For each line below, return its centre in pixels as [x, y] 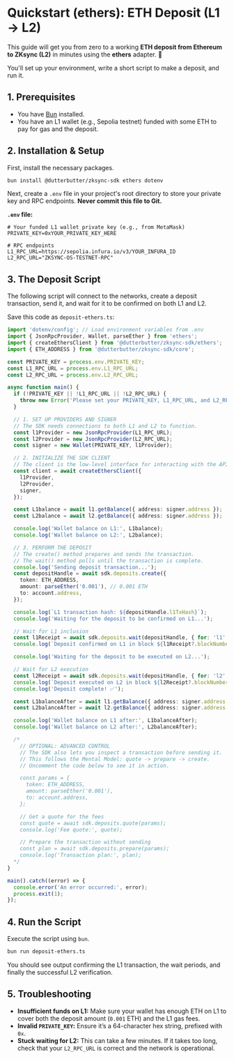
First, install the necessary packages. [61, 167]
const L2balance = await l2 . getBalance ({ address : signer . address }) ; [118, 516]
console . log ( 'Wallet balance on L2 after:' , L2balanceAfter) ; [106, 727]
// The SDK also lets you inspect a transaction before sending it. [121, 752]
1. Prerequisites [41, 97]
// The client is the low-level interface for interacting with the [115, 465]
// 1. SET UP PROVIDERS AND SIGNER [65, 419]
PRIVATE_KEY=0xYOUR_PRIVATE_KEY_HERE [62, 234]
